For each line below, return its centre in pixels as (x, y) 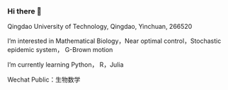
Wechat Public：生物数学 (44, 79)
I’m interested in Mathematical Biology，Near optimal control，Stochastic (114, 41)
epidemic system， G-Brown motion (60, 50)
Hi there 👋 (25, 11)
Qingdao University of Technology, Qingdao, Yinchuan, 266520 (100, 27)
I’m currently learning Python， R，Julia (65, 65)
